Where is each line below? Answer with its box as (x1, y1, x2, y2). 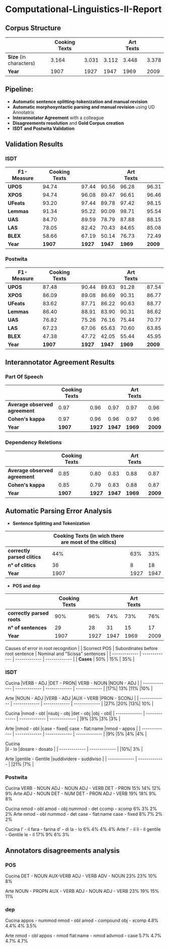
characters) (8, 60, 35, 67)
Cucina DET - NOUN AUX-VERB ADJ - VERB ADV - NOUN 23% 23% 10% (5, 873, 157, 879)
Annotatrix (12, 109, 34, 115)
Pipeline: (5, 85, 34, 94)
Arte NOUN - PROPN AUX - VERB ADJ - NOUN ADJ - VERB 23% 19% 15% (5, 888, 159, 894)
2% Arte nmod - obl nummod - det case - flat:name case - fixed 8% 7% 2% (5, 811, 162, 817)
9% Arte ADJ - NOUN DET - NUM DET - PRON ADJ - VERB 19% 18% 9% (5, 790, 156, 796)
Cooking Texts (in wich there (53, 532, 124, 539)
